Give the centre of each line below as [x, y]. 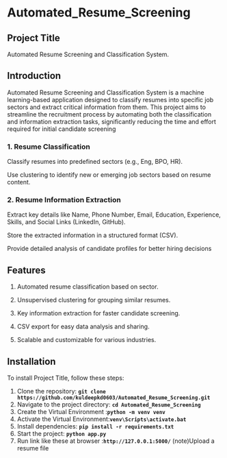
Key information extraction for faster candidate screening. [98, 313]
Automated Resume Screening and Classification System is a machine [106, 92]
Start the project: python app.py [62, 434]
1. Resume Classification [49, 147]
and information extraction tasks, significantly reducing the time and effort [112, 121]
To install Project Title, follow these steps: [66, 378]
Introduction [34, 76]
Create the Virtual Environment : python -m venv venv [91, 412]
